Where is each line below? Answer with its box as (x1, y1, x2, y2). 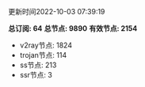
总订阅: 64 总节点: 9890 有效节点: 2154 (8, 24, 138, 33)
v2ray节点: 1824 (19, 40, 73, 50)
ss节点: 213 (19, 60, 57, 70)
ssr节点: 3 (19, 70, 53, 79)
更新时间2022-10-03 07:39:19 (8, 7, 105, 16)
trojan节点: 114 (19, 51, 67, 59)
